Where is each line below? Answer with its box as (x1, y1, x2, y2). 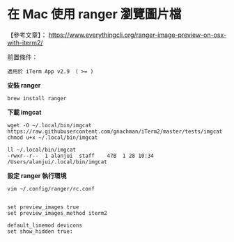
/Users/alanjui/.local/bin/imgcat (7, 158, 108, 166)
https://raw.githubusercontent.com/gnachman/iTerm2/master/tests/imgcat (7, 128, 223, 135)
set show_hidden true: (7, 227, 73, 235)
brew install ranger (7, 95, 68, 102)
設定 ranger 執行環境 (7, 171, 67, 179)
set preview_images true (7, 203, 79, 211)
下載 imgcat (7, 108, 42, 116)
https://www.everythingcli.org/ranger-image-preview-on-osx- (48, 31, 227, 39)
